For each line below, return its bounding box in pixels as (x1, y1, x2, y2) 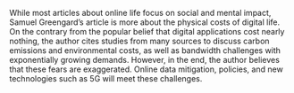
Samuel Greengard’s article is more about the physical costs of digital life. (9, 17, 281, 27)
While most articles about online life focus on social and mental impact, (9, 8, 272, 18)
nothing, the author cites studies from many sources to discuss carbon (9, 35, 270, 46)
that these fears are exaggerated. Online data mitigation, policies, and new (9, 64, 283, 74)
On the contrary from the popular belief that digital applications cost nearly (9, 27, 285, 36)
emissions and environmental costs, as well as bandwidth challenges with (9, 45, 281, 56)
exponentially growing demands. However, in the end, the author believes (9, 55, 280, 65)
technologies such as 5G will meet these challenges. (9, 74, 203, 83)
